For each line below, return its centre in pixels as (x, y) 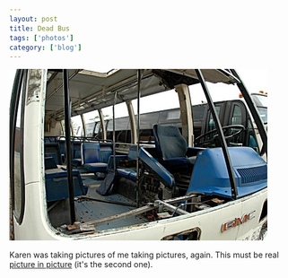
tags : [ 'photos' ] (42, 38)
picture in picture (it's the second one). (81, 265)
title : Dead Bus (39, 28)
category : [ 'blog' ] (46, 48)
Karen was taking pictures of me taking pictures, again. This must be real (144, 255)
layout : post (34, 19)
